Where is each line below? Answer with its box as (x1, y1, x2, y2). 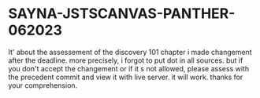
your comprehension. (8, 80, 78, 90)
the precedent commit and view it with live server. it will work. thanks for (8, 72, 243, 82)
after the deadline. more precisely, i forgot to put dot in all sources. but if (8, 56, 243, 65)
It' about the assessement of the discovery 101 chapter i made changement (8, 47, 252, 56)
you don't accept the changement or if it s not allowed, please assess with (8, 64, 250, 73)
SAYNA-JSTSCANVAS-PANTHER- (8, 5, 236, 23)
